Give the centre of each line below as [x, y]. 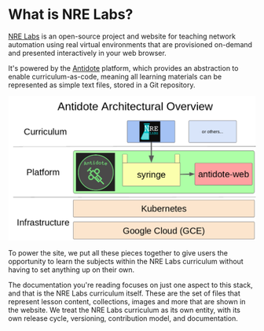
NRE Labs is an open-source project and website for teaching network [122, 36]
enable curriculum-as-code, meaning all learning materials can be [115, 76]
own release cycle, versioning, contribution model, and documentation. [123, 318]
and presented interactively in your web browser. [87, 53]
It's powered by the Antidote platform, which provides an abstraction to [123, 68]
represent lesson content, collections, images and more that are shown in [127, 301]
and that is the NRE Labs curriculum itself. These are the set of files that [125, 293]
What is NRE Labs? [71, 15]
